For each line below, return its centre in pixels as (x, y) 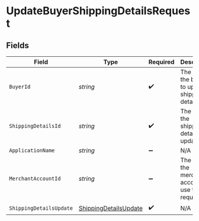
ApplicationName (32, 150)
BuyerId (20, 87)
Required (161, 62)
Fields (18, 45)
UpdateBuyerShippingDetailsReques (98, 11)
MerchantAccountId (35, 179)
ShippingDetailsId (35, 126)
